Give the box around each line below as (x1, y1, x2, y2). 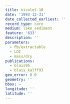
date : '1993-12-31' (5, 12, 46, 17)
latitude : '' (5, 91, 32, 96)
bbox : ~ (5, 81, 21, 86)
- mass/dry (9, 53, 32, 59)
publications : (5, 58, 35, 63)
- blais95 (9, 63, 30, 68)
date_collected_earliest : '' (5, 16, 66, 21)
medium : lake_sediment (5, 26, 52, 31)
